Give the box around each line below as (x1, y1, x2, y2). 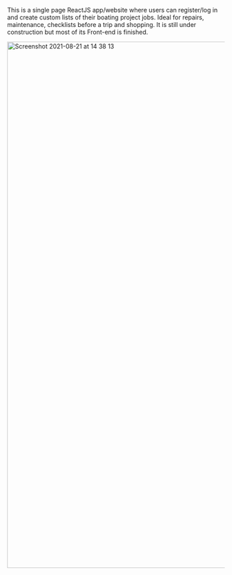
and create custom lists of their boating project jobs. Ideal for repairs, (7, 13, 204, 21)
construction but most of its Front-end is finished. (7, 28, 148, 36)
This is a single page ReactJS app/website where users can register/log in (7, 6, 218, 14)
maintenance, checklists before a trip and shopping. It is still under (7, 21, 197, 28)
